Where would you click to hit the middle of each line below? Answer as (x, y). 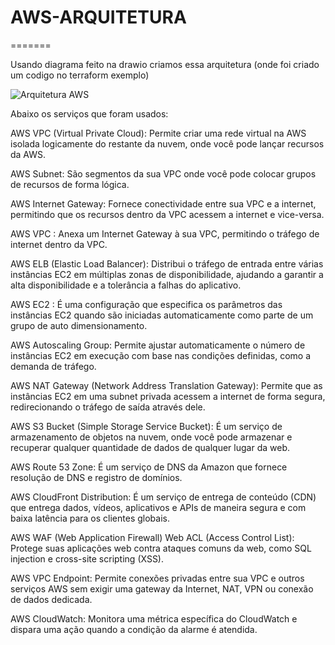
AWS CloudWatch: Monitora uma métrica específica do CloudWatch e (154, 618)
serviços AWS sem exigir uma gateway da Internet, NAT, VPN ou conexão (162, 588)
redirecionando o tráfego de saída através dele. (108, 407)
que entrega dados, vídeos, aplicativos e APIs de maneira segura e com (158, 507)
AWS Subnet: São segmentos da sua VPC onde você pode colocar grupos (163, 173)
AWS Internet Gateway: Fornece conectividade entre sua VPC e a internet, (163, 203)
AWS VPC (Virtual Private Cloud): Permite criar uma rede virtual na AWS (158, 133)
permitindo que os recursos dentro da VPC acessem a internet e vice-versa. (167, 214)
